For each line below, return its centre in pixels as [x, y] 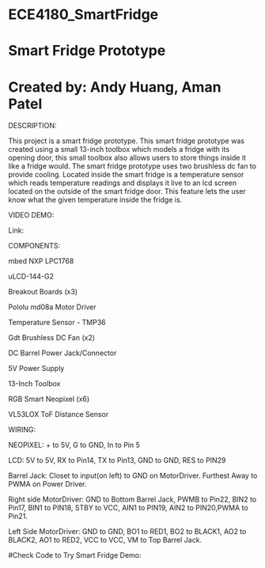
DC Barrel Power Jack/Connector [62, 353]
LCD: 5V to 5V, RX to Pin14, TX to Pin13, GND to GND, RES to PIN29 [117, 460]
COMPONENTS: [34, 246]
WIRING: [22, 430]
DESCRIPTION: [32, 126]
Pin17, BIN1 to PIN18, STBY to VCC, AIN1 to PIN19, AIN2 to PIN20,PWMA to [128, 508]
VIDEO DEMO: [31, 215]
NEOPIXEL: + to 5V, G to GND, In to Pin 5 [74, 445]
